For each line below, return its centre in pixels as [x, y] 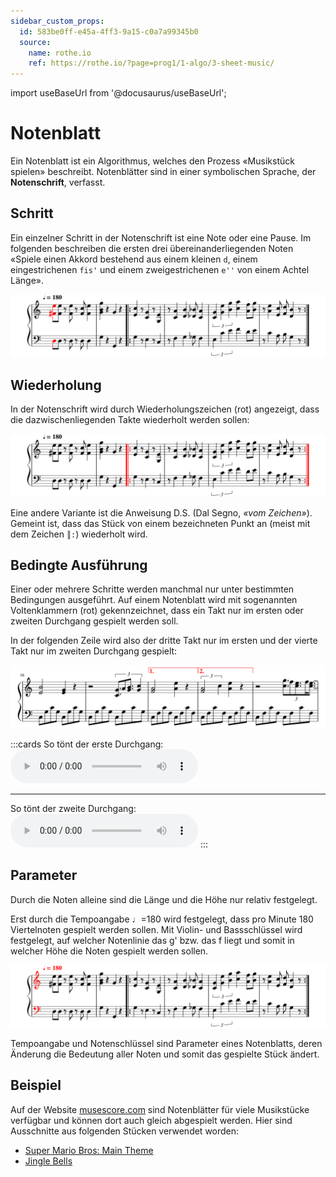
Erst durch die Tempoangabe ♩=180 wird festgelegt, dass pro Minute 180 [162, 919]
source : [35, 42]
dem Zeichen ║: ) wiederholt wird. [79, 534]
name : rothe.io [60, 53]
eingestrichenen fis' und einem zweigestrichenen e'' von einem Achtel [160, 269]
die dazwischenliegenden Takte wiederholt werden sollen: [130, 420]
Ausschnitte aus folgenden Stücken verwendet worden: [125, 1131]
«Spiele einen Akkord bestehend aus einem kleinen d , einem [134, 259]
